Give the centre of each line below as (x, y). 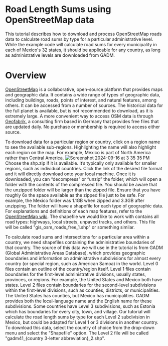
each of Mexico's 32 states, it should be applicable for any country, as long (83, 50)
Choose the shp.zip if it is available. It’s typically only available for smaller (81, 163)
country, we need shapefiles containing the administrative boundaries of (80, 242)
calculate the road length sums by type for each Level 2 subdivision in (77, 317)
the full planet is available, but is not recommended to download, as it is (79, 110)
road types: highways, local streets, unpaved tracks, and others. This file (80, 221)
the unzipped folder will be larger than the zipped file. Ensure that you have (83, 190)
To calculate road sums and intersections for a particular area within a (77, 237)
